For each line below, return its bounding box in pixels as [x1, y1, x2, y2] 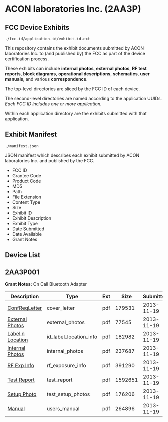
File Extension [12, 194, 41, 200]
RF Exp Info [7, 362, 35, 369]
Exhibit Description [12, 215, 51, 221]
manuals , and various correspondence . [5, 76, 88, 82]
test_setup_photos [46, 391, 90, 398]
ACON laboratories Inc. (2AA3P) [5, 3, 141, 15]
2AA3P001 [5, 268, 40, 276]
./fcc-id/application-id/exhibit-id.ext [5, 36, 91, 41]
